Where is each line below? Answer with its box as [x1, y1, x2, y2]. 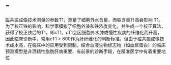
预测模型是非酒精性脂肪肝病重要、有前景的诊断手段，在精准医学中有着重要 [5, 48, 161, 54]
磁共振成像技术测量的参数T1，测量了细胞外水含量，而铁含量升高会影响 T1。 [5, 17, 163, 23]
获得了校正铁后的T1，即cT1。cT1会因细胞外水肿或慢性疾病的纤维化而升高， [5, 29, 162, 35]
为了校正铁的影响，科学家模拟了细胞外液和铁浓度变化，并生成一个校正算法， [5, 23, 166, 29]
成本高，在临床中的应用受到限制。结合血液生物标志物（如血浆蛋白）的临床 [9, 42, 166, 48]
